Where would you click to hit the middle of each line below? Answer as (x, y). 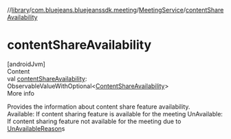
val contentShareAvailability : (47, 78)
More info (21, 93)
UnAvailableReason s (36, 128)
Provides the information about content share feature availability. (99, 107)
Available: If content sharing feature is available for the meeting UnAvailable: (115, 114)
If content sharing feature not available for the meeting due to (94, 121)
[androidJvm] (26, 64)
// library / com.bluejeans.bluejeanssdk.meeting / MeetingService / (97, 10)
